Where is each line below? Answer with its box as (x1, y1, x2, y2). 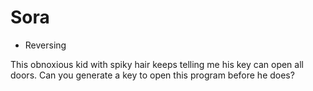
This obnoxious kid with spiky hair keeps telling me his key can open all (10, 58, 304, 70)
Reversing (24, 39, 67, 51)
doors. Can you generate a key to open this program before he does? (10, 69, 295, 81)
